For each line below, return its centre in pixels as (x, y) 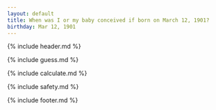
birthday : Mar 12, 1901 (42, 26)
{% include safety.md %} (43, 87)
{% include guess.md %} (43, 60)
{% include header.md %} (44, 47)
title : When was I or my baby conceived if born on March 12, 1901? (108, 20)
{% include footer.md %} (43, 100)
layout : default (31, 14)
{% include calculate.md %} (47, 73)
